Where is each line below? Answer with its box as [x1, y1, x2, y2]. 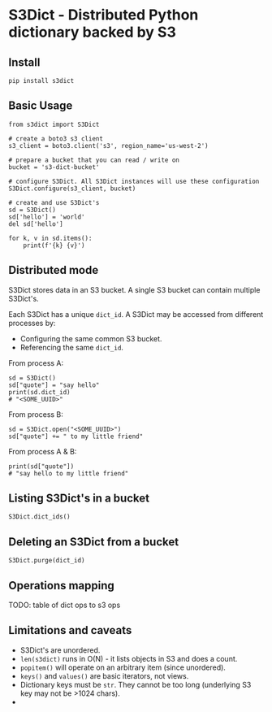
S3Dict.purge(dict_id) [8, 557, 85, 565]
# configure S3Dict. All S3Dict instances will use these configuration [8, 177, 260, 185]
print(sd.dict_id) [8, 388, 71, 396]
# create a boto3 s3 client [8, 134, 104, 143]
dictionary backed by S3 [8, 23, 177, 41]
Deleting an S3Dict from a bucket [8, 535, 179, 549]
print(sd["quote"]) [8, 462, 75, 471]
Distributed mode [8, 263, 99, 277]
